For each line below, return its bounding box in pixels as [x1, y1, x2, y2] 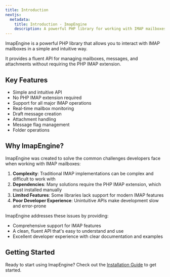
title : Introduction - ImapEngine [14, 21, 87, 27]
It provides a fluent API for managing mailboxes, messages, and [5, 55, 138, 61]
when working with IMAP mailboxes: [5, 161, 81, 167]
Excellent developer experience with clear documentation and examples [12, 233, 163, 239]
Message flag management [12, 121, 70, 128]
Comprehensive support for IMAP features [12, 222, 101, 229]
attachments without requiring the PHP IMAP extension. [5, 61, 121, 67]
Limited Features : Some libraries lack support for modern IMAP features [12, 192, 164, 198]
